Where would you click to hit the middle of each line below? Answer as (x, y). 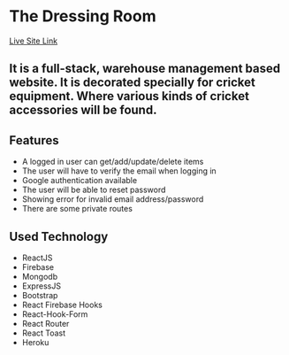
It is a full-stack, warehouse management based (145, 69)
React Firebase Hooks (62, 305)
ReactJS (37, 258)
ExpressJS (42, 286)
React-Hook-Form (55, 314)
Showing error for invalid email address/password (113, 199)
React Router (46, 323)
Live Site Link (34, 41)
